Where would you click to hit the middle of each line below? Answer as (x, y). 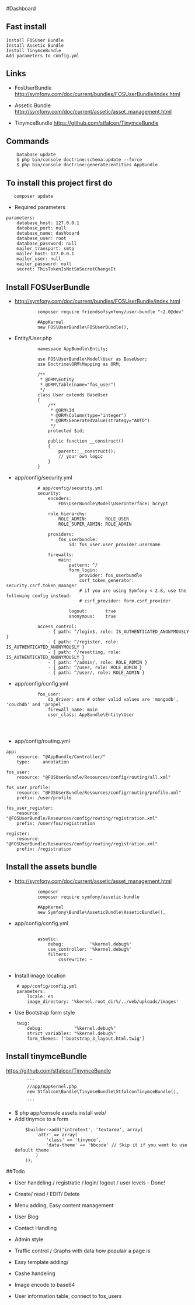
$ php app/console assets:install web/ (60, 1112)
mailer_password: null (44, 264)
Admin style (29, 1239)
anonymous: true (92, 616)
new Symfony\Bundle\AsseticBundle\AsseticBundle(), (101, 912)
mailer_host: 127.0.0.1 (46, 254)
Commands (28, 141)
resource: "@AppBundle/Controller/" (61, 757)
